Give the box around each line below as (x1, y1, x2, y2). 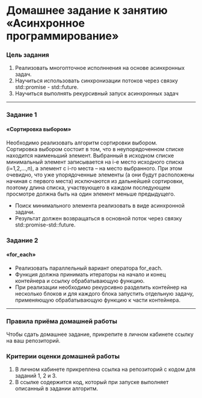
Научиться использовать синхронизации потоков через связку (14, 77, 179, 84)
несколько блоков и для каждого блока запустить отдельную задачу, (14, 290, 194, 297)
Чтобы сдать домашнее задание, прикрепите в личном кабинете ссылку (6, 331, 194, 338)
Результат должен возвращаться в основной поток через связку (14, 214, 182, 222)
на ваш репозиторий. (6, 337, 61, 344)
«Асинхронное (6, 16, 85, 30)
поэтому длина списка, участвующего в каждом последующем (6, 184, 170, 191)
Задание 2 (6, 236, 38, 244)
